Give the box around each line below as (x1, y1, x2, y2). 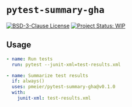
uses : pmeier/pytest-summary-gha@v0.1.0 (12, 84, 116, 90)
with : (12, 89, 26, 95)
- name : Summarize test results (6, 72, 88, 78)
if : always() (12, 78, 45, 85)
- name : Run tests (6, 56, 53, 62)
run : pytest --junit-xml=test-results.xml (12, 61, 121, 67)
